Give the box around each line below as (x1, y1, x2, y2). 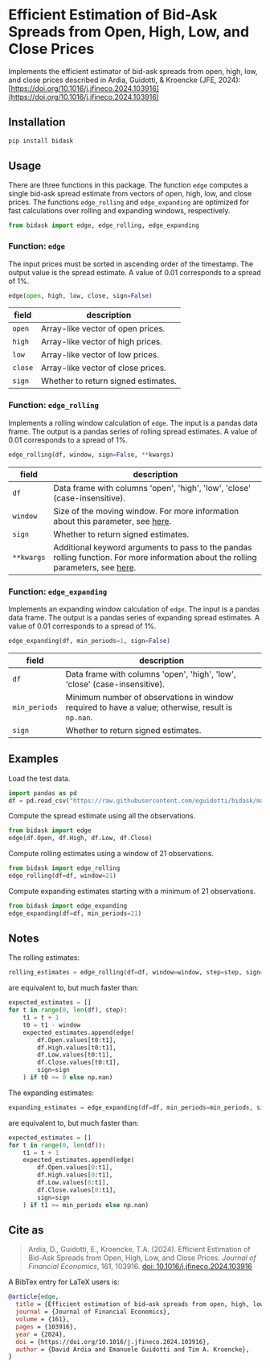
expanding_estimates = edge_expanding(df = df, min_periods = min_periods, (8, 1103, 253, 1111)
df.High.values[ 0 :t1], (37, 1171, 113, 1180)
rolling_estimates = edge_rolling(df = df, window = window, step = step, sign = (8, 968, 264, 977)
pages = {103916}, (15, 1322, 78, 1331)
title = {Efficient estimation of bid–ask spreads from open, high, (15, 1300, 250, 1308)
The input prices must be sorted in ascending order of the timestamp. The (8, 259, 254, 269)
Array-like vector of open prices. (40, 323, 166, 335)
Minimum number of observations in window (65, 691, 235, 703)
